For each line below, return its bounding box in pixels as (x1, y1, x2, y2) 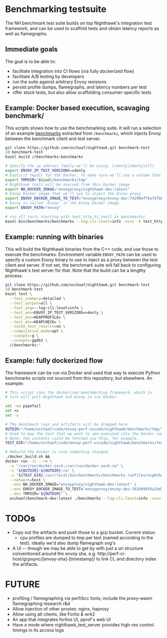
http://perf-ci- (97, 551, 126, 557)
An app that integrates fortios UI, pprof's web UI (12, 616, 111, 623)
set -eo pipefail (5, 404, 41, 409)
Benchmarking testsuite (5, 3, 107, 15)
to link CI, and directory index (96, 556, 157, 562)
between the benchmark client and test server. (5, 135, 101, 141)
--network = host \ (9, 477, 46, 483)
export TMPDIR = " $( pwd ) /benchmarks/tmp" (5, 177, 88, 182)
